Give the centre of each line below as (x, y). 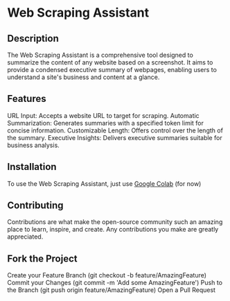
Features (27, 99)
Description (33, 38)
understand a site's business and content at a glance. (83, 77)
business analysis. (34, 145)
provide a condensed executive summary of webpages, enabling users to (112, 70)
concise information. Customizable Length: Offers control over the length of (115, 130)
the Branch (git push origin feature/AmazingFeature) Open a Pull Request (112, 290)
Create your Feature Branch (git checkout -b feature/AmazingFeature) (107, 275)
